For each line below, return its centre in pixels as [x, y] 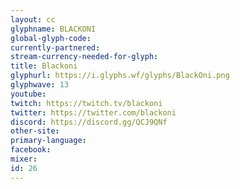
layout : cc [33, 19]
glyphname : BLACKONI [53, 29]
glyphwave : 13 [40, 85]
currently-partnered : [55, 47]
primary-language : [48, 141]
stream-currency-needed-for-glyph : [84, 57]
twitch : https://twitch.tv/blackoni [86, 103]
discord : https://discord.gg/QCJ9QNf [89, 122]
